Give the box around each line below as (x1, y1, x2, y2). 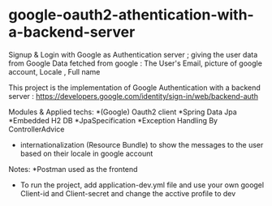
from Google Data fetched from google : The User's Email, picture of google (8, 58, 262, 68)
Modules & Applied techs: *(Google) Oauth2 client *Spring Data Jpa (8, 107, 237, 117)
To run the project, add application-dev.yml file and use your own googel (19, 180, 265, 190)
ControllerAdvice (8, 124, 65, 134)
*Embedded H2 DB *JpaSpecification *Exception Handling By (8, 115, 218, 125)
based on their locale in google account (19, 148, 153, 158)
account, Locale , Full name (8, 67, 101, 76)
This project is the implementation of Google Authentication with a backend (8, 83, 261, 92)
